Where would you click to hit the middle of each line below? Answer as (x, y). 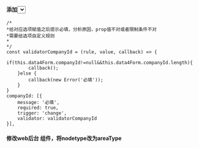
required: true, (38, 108)
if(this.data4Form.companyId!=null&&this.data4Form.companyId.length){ (99, 63)
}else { (27, 73)
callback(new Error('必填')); (66, 80)
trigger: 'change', (42, 113)
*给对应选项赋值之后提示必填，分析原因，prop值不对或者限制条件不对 (82, 30)
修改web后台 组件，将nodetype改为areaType (64, 138)
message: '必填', (39, 103)
